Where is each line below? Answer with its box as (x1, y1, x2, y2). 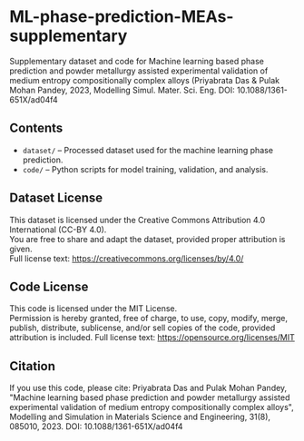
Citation (9, 358, 56, 374)
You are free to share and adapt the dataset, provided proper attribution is (9, 233, 286, 244)
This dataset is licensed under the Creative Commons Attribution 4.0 (9, 214, 266, 225)
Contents (9, 121, 64, 136)
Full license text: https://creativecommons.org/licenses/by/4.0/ (9, 252, 244, 264)
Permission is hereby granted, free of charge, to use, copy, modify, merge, (9, 313, 289, 324)
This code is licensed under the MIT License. (9, 303, 178, 314)
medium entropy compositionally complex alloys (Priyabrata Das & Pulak (9, 74, 280, 85)
